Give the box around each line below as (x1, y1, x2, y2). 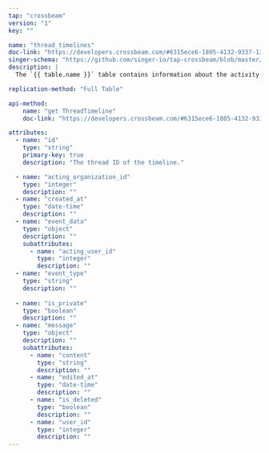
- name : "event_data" (15, 217, 88, 225)
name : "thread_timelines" (8, 41, 94, 49)
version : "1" (8, 19, 52, 27)
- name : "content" (29, 351, 91, 360)
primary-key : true (22, 151, 84, 159)
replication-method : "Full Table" (8, 85, 124, 93)
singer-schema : (8, 56, 59, 64)
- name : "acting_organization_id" (15, 173, 130, 181)
